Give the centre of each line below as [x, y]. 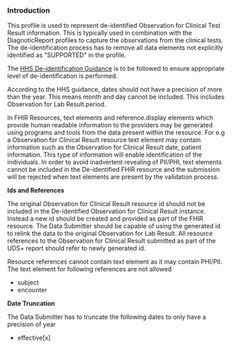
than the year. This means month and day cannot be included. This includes [116, 97]
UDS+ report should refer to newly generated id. [77, 248]
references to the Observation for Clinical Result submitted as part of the [111, 241]
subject [28, 283]
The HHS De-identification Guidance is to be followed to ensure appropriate [116, 69]
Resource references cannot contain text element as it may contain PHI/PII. [115, 262]
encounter [32, 290]
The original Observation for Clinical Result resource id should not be [106, 204]
